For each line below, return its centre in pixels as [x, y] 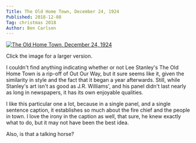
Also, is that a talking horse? [40, 134]
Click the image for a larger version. [49, 56]
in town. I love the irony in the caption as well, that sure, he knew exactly [94, 117]
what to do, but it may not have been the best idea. [67, 123]
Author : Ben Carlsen [31, 28]
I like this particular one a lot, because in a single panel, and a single [89, 104]
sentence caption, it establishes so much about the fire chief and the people [98, 110]
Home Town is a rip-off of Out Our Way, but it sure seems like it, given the [95, 74]
